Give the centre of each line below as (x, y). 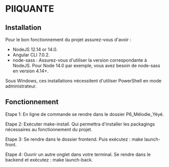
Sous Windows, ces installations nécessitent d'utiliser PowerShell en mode (83, 81)
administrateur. (21, 86)
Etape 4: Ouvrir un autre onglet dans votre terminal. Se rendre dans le (78, 154)
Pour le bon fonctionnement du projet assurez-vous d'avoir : (68, 39)
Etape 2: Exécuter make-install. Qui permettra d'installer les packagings (80, 124)
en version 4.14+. (31, 71)
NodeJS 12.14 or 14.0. (35, 49)
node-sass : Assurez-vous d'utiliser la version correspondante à (80, 60)
